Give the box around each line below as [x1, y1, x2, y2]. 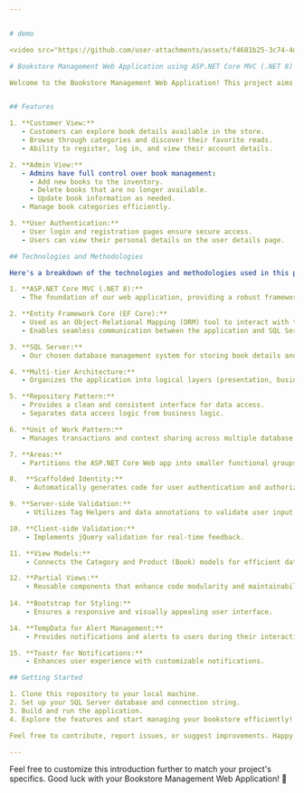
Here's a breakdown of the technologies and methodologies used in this [9, 268, 290, 277]
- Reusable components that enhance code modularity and [25, 582, 245, 591]
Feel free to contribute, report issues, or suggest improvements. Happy [9, 731, 294, 740]
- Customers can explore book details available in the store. [21, 128, 265, 137]
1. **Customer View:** [9, 119, 95, 128]
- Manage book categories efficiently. [21, 203, 172, 212]
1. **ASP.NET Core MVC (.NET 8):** [9, 284, 144, 294]
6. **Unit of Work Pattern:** [9, 425, 124, 435]
